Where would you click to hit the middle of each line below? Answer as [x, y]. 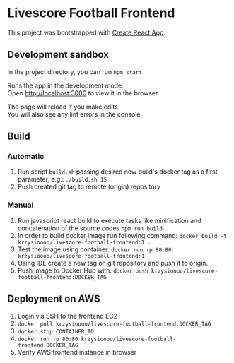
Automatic [26, 157]
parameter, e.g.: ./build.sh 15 [62, 179]
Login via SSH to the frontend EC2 [68, 316]
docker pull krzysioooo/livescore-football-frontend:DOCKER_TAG [114, 324]
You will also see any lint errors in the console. [75, 114]
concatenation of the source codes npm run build [90, 228]
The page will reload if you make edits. [64, 107]
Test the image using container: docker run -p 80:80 [94, 249]
